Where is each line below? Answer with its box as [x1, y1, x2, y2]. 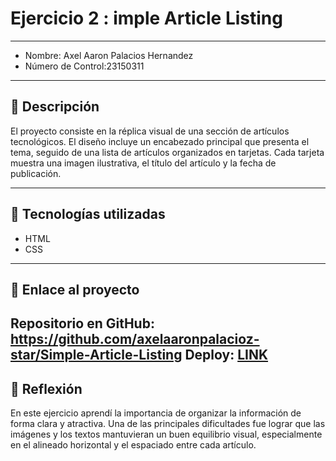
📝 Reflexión [10, 380, 83, 397]
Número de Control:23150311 [24, 60, 145, 72]
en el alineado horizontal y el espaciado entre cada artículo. [10, 439, 257, 451]
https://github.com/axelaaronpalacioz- [10, 331, 260, 348]
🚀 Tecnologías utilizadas [10, 206, 166, 223]
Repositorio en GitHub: [10, 315, 155, 332]
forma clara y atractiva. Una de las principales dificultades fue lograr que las [10, 418, 326, 430]
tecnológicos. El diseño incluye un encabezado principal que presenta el [10, 135, 310, 147]
